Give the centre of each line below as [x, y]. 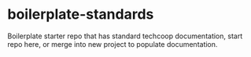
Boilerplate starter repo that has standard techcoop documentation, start [125, 36]
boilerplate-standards [81, 14]
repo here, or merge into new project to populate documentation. [113, 44]
